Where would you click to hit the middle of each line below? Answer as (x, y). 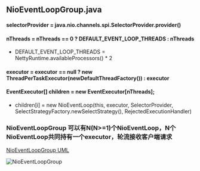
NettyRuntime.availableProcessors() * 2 (63, 58)
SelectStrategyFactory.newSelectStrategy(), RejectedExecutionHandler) (103, 111)
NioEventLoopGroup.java (54, 10)
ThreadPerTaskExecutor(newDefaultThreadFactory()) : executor (88, 78)
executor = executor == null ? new (49, 71)
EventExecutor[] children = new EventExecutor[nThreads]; (81, 92)
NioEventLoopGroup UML (38, 150)
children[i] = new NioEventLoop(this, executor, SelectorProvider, (94, 105)
